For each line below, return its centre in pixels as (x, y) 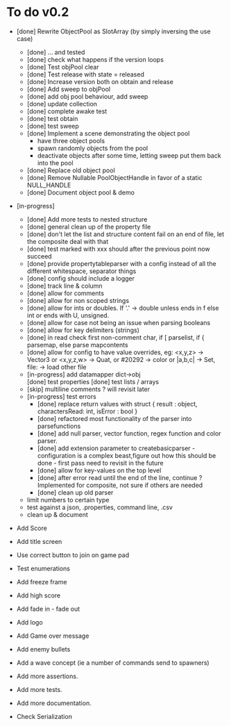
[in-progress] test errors (61, 396)
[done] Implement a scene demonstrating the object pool (108, 133)
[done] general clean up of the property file (89, 226)
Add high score (38, 595)
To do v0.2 (38, 12)
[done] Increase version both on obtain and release (100, 81)
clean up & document (57, 514)
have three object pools (71, 140)
